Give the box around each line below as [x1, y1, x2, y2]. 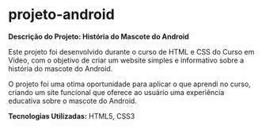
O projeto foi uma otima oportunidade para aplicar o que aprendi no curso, [8, 79, 251, 89]
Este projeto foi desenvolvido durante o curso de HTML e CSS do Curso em [8, 47, 255, 56]
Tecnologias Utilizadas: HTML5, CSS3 [8, 111, 135, 120]
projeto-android [8, 6, 115, 24]
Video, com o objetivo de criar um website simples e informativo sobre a [8, 55, 245, 65]
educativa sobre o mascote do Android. [8, 96, 137, 105]
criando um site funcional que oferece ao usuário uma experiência [8, 87, 225, 97]
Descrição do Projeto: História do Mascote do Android [8, 32, 190, 41]
